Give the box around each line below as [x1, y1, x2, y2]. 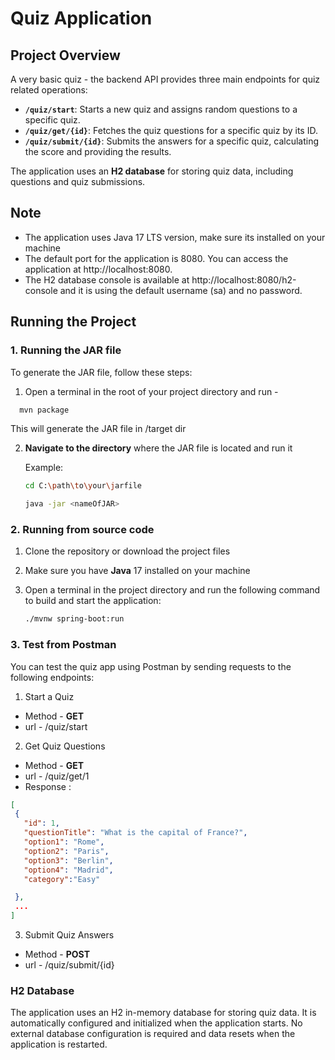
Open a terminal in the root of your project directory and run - [24, 385, 279, 397]
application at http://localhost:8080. [24, 263, 173, 275]
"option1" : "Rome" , [23, 837, 105, 847]
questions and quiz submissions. [10, 176, 146, 187]
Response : [24, 780, 72, 792]
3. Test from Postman [10, 638, 117, 652]
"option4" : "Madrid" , [23, 865, 114, 875]
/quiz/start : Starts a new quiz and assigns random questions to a [24, 103, 298, 115]
